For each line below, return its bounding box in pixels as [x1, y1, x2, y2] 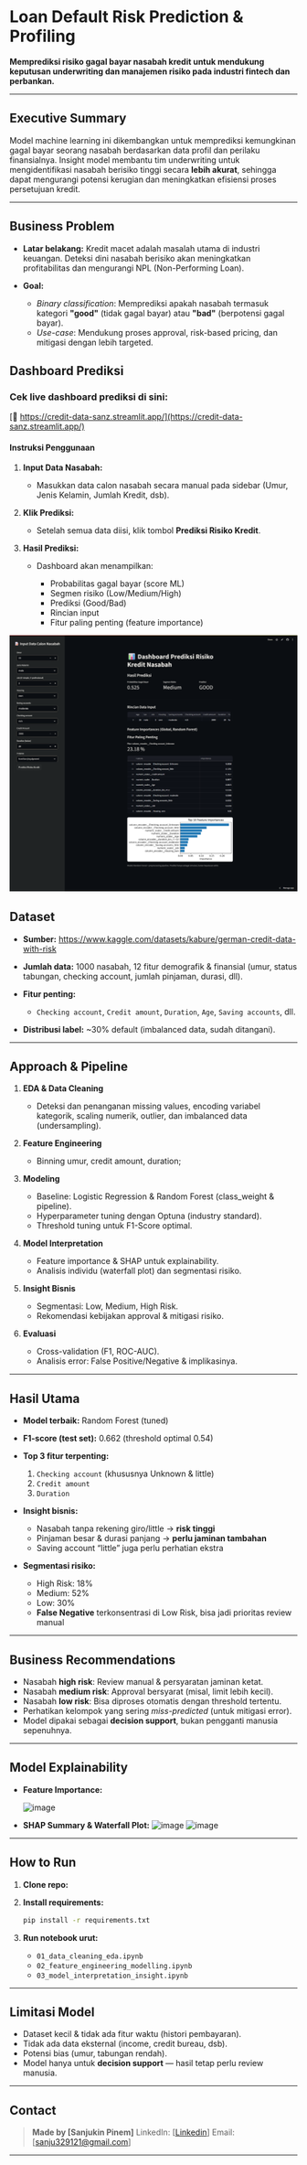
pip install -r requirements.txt [22, 1915, 151, 1924]
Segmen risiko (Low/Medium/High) [49, 588, 182, 599]
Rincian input [49, 607, 100, 618]
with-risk [22, 943, 57, 954]
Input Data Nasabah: [22, 462, 103, 473]
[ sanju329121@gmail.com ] [31, 2137, 132, 2148]
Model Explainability [9, 1760, 128, 1775]
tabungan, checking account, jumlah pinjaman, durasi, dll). [22, 970, 244, 981]
